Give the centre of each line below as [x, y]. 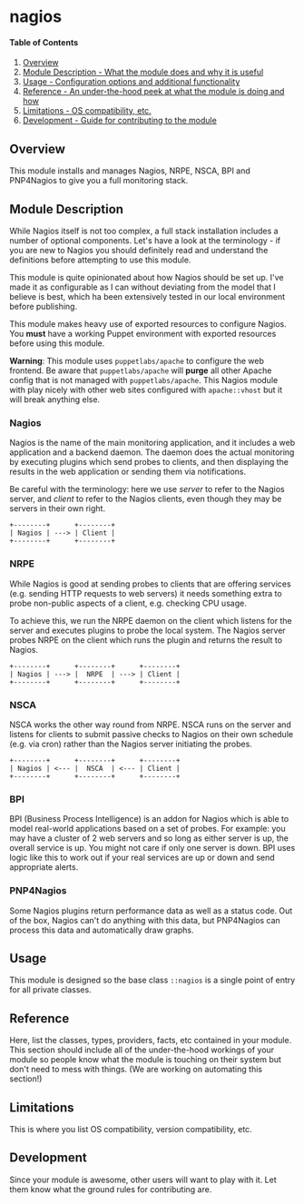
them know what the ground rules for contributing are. [111, 1189]
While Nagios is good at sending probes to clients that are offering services [151, 584]
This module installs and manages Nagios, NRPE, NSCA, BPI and [130, 171]
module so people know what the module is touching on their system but [145, 1060]
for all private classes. [51, 990]
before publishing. [44, 307]
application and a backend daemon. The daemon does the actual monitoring [152, 452]
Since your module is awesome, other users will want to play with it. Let [143, 1179]
